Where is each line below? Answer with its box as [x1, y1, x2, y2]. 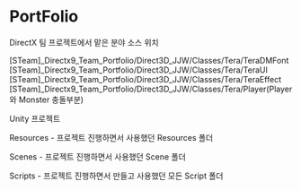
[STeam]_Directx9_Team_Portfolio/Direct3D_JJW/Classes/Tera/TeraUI [9, 65, 268, 75]
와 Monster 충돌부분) [9, 94, 84, 105]
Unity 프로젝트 [9, 113, 61, 124]
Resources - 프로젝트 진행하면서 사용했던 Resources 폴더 [9, 132, 214, 142]
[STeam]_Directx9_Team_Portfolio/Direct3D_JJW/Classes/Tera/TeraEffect [9, 73, 282, 84]
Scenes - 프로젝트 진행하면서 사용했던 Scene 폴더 [9, 151, 186, 162]
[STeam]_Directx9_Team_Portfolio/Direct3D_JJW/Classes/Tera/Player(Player [9, 83, 293, 94]
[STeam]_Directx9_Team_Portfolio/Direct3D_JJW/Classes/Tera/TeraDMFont [9, 55, 289, 65]
